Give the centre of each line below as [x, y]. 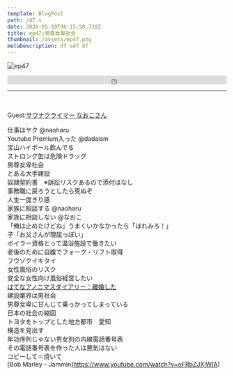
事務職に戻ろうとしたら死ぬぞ [50, 191]
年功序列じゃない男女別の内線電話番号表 [65, 339]
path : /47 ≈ [24, 20]
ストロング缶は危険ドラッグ [47, 156]
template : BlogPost [36, 14]
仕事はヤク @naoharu [38, 130]
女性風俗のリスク [32, 269]
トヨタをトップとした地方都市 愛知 [59, 322]
